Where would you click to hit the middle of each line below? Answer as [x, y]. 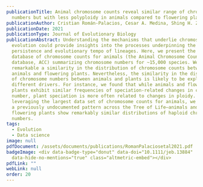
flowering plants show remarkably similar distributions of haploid [100, 113]
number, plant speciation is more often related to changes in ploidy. [104, 96]
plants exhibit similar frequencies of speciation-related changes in [102, 90]
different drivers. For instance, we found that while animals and [98, 85]
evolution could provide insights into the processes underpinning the [104, 46]
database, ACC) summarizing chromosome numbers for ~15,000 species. [101, 62]
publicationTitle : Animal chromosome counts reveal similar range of [96, 12]
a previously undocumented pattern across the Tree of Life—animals [100, 107]
